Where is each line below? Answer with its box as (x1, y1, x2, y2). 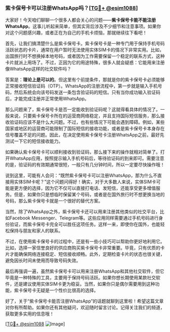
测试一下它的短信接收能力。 (5, 138, 63, 144)
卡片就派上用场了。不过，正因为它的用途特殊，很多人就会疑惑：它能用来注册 (5, 59, 165, 65)
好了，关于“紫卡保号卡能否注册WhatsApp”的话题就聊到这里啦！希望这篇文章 (5, 298, 164, 304)
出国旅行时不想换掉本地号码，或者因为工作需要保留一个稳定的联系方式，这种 (5, 53, 165, 59)
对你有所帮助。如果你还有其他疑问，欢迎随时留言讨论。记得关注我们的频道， (5, 305, 165, 311)
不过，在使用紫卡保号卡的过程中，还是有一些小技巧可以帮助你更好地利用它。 (5, 239, 165, 245)
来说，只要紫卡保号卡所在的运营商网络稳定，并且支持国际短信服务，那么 (9, 113, 160, 119)
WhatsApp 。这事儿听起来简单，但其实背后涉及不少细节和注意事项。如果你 (5, 23, 161, 29)
